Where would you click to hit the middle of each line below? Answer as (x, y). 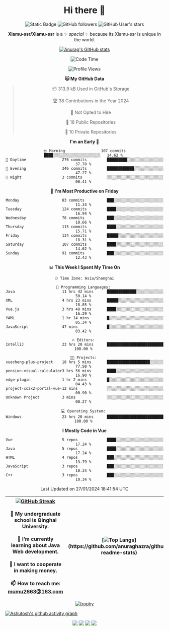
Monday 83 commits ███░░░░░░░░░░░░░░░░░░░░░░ (84, 200)
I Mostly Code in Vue (84, 431)
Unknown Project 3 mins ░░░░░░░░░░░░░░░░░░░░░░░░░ (84, 397)
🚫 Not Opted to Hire (91, 112)
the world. (84, 39)
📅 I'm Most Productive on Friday (84, 191)
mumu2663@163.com (35, 591)
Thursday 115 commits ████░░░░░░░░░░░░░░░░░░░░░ (84, 227)
